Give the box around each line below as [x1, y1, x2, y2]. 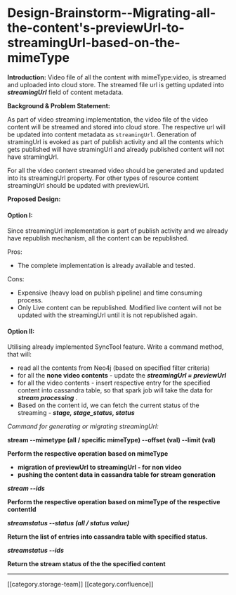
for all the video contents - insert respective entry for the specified [17, 378, 211, 388]
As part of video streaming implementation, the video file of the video [7, 115, 209, 124]
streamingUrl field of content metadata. [7, 88, 124, 96]
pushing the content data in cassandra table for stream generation [17, 471, 216, 479]
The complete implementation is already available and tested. [17, 262, 195, 270]
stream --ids [7, 484, 46, 493]
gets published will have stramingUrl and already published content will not [7, 145, 225, 153]
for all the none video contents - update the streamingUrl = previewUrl [17, 371, 227, 380]
